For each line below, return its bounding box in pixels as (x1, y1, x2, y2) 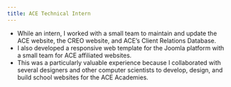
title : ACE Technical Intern (7, 10, 91, 17)
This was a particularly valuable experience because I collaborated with (17, 58, 221, 66)
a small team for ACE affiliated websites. (17, 51, 132, 59)
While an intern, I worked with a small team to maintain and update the (17, 29, 217, 37)
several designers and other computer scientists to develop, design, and (17, 66, 223, 74)
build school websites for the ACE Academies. (17, 73, 149, 81)
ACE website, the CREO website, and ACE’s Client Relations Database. (17, 36, 217, 45)
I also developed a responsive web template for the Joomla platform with (17, 43, 225, 52)
